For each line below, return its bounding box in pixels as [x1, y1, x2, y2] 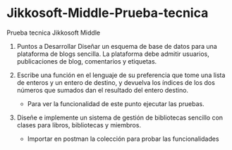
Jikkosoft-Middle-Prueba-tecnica [6, 5, 209, 21]
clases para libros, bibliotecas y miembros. [16, 120, 142, 129]
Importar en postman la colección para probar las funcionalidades [27, 134, 219, 143]
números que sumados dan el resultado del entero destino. [16, 86, 188, 94]
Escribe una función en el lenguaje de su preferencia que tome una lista [16, 71, 226, 79]
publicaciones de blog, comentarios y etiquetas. [16, 57, 157, 65]
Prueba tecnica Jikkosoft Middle [6, 28, 100, 37]
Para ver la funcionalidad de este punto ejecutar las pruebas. [27, 99, 205, 108]
